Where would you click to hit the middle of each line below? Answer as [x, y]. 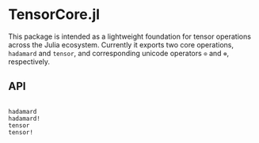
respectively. [29, 62]
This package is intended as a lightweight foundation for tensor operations [130, 36]
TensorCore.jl [54, 15]
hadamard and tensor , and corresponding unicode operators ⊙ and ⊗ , [119, 53]
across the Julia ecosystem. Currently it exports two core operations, [121, 44]
